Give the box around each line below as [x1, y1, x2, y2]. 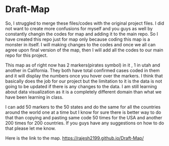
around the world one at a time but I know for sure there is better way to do [5, 109, 161, 115]
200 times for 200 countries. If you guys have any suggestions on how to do [5, 120, 164, 126]
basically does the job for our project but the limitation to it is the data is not [5, 78, 162, 84]
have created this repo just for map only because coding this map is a [5, 36, 150, 42]
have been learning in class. [5, 94, 64, 100]
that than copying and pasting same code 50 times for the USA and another [5, 114, 162, 120]
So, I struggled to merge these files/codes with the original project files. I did [5, 20, 164, 26]
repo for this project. [5, 52, 48, 58]
